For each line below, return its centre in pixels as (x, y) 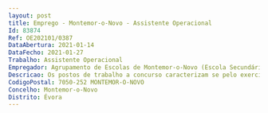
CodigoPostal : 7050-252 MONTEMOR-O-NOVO (77, 82)
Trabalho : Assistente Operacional (66, 60)
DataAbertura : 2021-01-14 (51, 45)
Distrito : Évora (35, 97)
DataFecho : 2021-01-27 (46, 53)
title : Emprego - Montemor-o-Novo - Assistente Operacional (110, 23)
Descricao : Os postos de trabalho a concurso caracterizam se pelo (123, 75)
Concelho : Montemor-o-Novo (53, 90)
